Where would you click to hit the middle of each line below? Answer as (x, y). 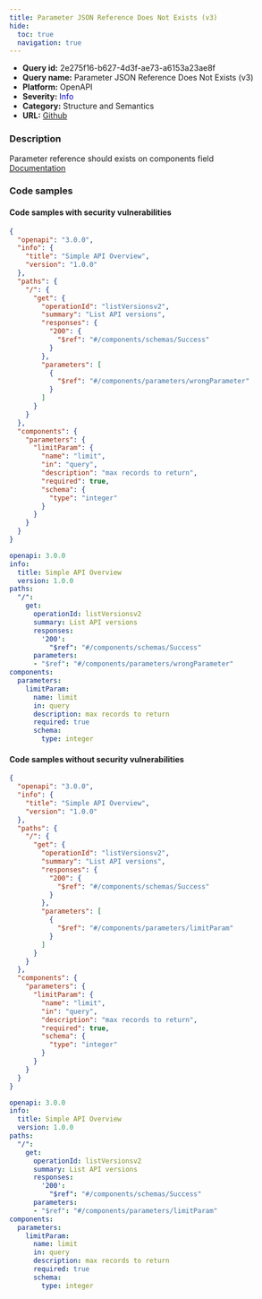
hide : (19, 26)
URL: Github (45, 116)
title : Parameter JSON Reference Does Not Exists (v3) (114, 17)
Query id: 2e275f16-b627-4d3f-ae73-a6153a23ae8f (119, 68)
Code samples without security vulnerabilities (97, 759)
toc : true (35, 34)
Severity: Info (48, 97)
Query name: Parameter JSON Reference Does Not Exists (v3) (138, 78)
